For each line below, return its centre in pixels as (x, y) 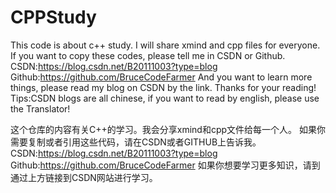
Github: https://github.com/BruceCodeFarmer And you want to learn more (161, 77)
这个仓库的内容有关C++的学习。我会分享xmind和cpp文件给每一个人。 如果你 (168, 129)
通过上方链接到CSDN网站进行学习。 (84, 177)
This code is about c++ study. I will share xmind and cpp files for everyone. (165, 45)
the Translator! (40, 108)
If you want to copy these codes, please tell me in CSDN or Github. (148, 55)
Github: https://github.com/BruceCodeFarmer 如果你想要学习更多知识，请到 (165, 165)
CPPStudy (53, 17)
